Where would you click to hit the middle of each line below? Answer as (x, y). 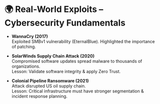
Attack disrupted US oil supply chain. (49, 86)
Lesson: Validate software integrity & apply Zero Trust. (66, 71)
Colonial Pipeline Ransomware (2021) (50, 81)
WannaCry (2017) (30, 36)
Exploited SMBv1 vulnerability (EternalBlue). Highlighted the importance (83, 41)
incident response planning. (39, 96)
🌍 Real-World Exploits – (54, 9)
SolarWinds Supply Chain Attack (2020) (53, 56)
